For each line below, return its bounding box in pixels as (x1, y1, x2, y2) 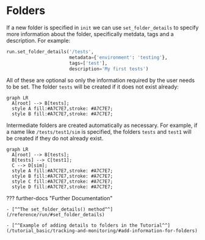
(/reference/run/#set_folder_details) (6, 212, 105, 218)
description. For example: (6, 37, 71, 44)
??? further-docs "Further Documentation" (6, 195, 113, 202)
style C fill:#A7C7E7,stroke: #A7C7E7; (12, 178, 113, 185)
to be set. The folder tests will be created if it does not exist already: (6, 83, 179, 90)
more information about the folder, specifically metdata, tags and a (6, 30, 174, 37)
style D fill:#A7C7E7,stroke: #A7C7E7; (12, 184, 113, 190)
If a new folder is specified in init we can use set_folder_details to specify (6, 24, 199, 31)
